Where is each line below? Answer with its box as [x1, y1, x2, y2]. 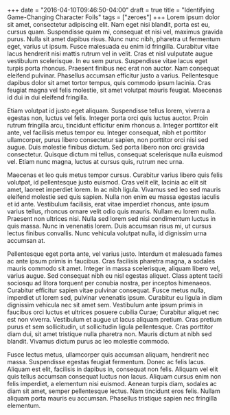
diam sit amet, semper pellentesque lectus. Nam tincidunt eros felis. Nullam [7, 387, 221, 395]
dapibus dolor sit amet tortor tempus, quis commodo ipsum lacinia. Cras [7, 79, 211, 86]
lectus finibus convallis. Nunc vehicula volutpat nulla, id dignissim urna [7, 229, 207, 237]
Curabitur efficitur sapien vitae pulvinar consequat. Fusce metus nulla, [7, 286, 206, 294]
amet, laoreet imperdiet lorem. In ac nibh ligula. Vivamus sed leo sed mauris [7, 185, 221, 193]
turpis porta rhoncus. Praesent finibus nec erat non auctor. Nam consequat [7, 64, 220, 72]
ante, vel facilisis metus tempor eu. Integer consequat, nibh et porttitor [7, 128, 207, 137]
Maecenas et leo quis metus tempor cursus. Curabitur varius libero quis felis [7, 171, 223, 179]
